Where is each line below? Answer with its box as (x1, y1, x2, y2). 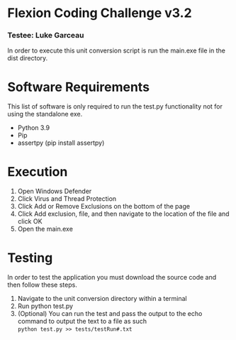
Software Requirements (7, 79, 150, 95)
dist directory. (7, 54, 48, 62)
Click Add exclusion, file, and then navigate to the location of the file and (17, 209, 230, 218)
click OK (17, 217, 43, 226)
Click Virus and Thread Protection (17, 194, 117, 203)
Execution (7, 163, 68, 180)
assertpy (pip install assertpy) (17, 138, 105, 147)
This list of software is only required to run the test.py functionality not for (7, 102, 223, 111)
